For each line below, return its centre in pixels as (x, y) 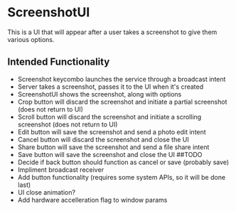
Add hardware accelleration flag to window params (92, 200)
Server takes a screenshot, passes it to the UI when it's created (111, 87)
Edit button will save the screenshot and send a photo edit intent (112, 131)
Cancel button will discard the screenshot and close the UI (103, 139)
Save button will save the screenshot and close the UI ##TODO (110, 154)
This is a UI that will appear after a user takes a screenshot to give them (112, 32)
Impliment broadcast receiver (61, 169)
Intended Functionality (59, 62)
